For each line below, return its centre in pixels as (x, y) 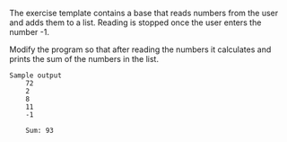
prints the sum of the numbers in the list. (84, 59)
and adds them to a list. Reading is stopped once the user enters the (135, 22)
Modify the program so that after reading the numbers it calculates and (140, 49)
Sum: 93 (39, 130)
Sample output (36, 75)
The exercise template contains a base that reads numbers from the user (144, 13)
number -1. (29, 32)
